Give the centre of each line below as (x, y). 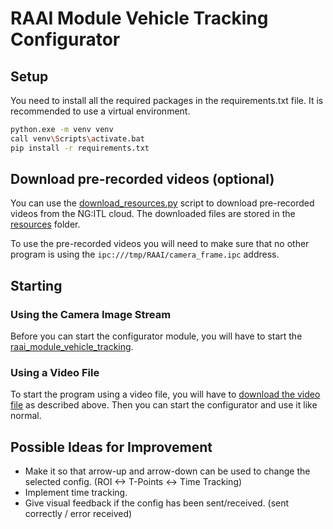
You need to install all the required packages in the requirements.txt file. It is (167, 100)
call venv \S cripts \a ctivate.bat (77, 138)
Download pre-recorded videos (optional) (142, 179)
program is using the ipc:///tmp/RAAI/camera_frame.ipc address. (145, 254)
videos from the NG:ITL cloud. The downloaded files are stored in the (153, 214)
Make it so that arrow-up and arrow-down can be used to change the (167, 471)
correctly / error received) (78, 514)
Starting (36, 285)
